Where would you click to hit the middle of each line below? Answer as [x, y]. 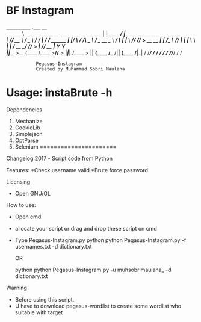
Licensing [18, 182]
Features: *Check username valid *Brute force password [77, 170]
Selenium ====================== [66, 147]
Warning [17, 288]
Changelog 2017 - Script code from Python [60, 158]
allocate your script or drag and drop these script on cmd [86, 228]
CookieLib [27, 128]
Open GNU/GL [33, 193]
